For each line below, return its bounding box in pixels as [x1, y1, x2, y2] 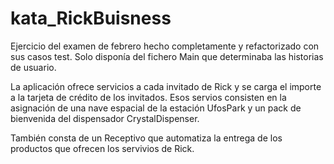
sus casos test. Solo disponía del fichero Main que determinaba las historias [10, 50, 324, 62]
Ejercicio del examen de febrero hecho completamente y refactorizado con [10, 40, 320, 52]
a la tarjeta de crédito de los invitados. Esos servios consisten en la [10, 91, 287, 103]
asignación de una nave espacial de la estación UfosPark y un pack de [10, 102, 302, 114]
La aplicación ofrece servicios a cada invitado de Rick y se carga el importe [10, 80, 322, 92]
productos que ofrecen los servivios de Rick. [10, 142, 195, 154]
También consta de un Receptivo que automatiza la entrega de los [10, 132, 283, 144]
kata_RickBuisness [10, 7, 172, 30]
